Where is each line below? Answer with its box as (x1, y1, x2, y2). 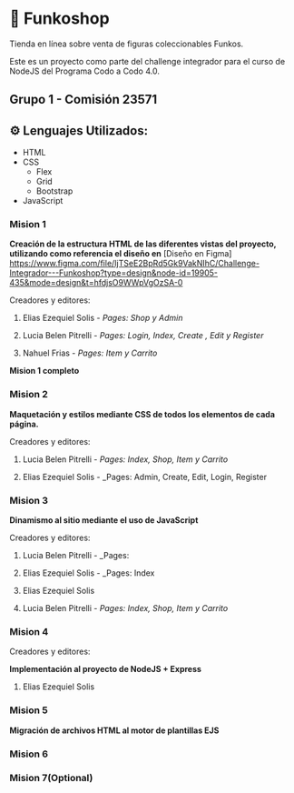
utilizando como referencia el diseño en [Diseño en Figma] (9, 248, 232, 259)
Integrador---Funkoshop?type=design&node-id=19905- (9, 267, 219, 278)
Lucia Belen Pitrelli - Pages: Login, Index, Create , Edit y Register (22, 330, 264, 341)
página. (9, 418, 39, 429)
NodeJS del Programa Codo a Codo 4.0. (9, 65, 161, 76)
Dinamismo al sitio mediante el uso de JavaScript (9, 515, 199, 526)
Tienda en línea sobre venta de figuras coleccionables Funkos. (9, 38, 244, 49)
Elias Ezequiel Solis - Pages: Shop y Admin (22, 313, 183, 324)
